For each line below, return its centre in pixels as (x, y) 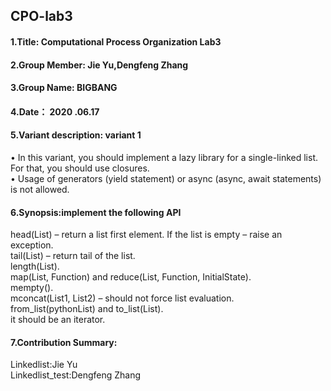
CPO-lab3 (41, 16)
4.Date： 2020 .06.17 (55, 111)
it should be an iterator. (58, 320)
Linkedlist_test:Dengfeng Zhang (76, 375)
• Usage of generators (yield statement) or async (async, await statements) (166, 178)
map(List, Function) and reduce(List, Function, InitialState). (131, 277)
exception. (32, 245)
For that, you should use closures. (80, 168)
